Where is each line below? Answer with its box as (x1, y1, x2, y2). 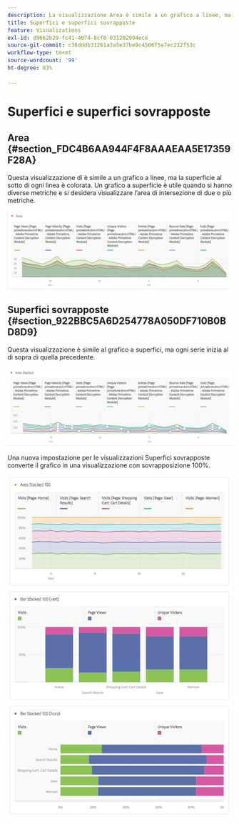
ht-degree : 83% (7, 64, 53, 71)
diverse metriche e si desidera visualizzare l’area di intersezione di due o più (7, 188, 232, 197)
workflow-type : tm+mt (7, 49, 72, 56)
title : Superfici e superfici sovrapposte (7, 19, 136, 26)
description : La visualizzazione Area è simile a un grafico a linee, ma (7, 11, 232, 19)
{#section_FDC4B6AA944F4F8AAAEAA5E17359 (7, 143, 231, 155)
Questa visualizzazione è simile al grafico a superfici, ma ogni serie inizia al (7, 345, 229, 354)
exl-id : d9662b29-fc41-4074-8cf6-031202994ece (7, 34, 148, 41)
